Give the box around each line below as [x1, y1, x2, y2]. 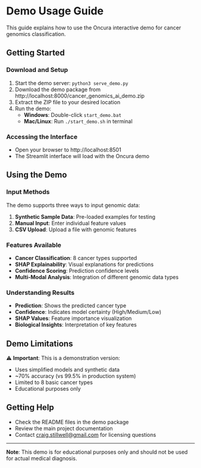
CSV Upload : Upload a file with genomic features [14, 226, 136, 233]
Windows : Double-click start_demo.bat [23, 111, 121, 118]
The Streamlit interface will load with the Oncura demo [14, 152, 150, 159]
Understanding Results [6, 288, 75, 297]
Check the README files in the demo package [14, 418, 129, 425]
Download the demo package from [14, 86, 101, 93]
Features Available [6, 241, 62, 249]
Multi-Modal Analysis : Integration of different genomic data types [14, 273, 179, 280]
